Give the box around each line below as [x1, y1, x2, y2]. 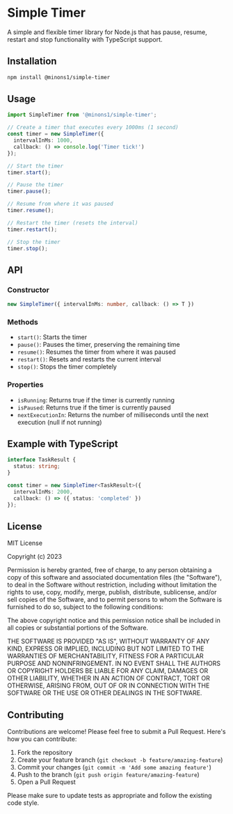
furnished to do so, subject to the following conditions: [7, 603, 163, 611]
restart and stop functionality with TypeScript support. [7, 35, 163, 43]
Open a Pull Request [17, 778, 77, 786]
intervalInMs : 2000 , [13, 488, 73, 495]
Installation [7, 56, 57, 67]
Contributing [7, 709, 64, 721]
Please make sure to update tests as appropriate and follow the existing [7, 791, 212, 800]
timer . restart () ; [7, 226, 58, 233]
